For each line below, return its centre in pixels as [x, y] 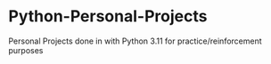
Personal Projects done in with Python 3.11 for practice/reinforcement [135, 41]
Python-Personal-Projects [108, 16]
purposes [26, 50]
